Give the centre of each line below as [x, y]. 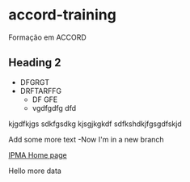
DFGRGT [35, 82]
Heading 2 [35, 63]
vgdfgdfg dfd [54, 108]
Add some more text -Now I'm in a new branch [86, 139]
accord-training [63, 15]
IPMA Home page [38, 154]
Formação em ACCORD [47, 37]
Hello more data [35, 171]
